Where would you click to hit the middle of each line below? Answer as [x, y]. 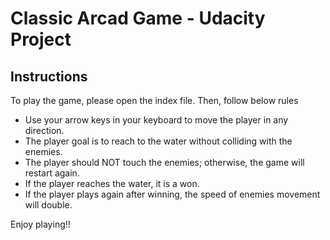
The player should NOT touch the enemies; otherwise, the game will [164, 162]
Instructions [49, 76]
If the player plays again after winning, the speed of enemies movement [172, 194]
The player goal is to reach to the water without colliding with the [158, 141]
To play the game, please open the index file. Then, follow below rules [154, 100]
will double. [48, 205]
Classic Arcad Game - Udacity [138, 18]
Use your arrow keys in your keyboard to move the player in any [156, 120]
